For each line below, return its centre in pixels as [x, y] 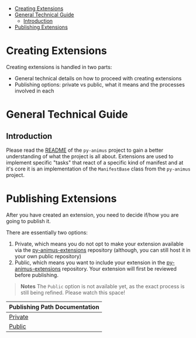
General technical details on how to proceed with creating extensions [98, 78]
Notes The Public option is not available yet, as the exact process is [102, 286]
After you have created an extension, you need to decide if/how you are [92, 215]
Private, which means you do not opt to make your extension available [99, 244]
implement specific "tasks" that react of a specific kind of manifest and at [95, 162]
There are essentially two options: [47, 232]
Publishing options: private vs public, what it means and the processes [100, 84]
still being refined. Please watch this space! [73, 292]
